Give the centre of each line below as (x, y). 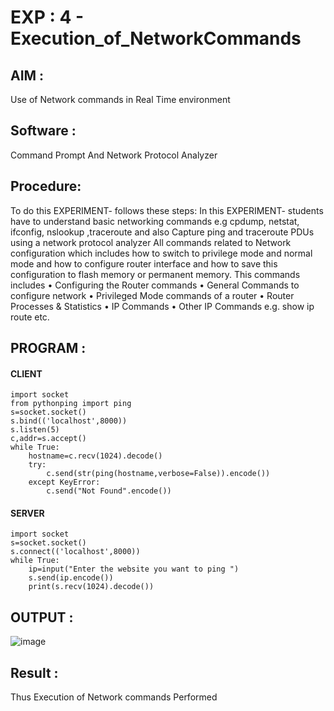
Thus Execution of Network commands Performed (114, 697)
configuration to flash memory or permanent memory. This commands (155, 274)
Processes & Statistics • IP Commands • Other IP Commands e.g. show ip (162, 306)
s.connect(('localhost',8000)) (75, 552)
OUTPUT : (42, 617)
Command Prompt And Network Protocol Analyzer (114, 155)
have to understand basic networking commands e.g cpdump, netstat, (155, 221)
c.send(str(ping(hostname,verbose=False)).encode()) (158, 474)
